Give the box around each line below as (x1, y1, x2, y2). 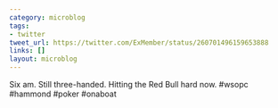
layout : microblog (9, 54, 78, 63)
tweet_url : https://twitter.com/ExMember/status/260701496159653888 (9, 37, 269, 47)
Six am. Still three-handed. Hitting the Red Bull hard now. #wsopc (9, 79, 249, 89)
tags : (9, 21, 29, 30)
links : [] (9, 46, 46, 55)
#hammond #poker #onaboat (9, 88, 118, 99)
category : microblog (9, 12, 86, 22)
